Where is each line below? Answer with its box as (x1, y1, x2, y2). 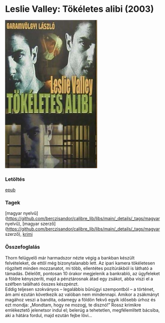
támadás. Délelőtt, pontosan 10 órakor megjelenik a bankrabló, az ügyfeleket (5, 270, 160, 276)
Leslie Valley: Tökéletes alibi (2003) (5, 3, 154, 15)
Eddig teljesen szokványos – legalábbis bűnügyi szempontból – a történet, (5, 286, 155, 292)
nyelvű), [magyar (5, 221, 40, 227)
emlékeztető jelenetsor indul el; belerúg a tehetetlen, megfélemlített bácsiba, (5, 307, 160, 313)
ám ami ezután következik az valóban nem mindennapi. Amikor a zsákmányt (5, 291, 160, 297)
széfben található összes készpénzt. (5, 281, 79, 287)
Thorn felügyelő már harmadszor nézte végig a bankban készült (5, 255, 135, 260)
